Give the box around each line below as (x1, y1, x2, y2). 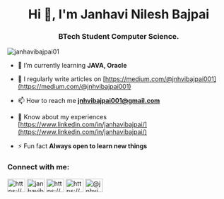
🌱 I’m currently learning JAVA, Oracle (17, 61, 127, 70)
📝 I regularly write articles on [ (17, 75, 106, 83)
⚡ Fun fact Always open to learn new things (17, 142, 148, 150)
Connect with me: (7, 162, 70, 172)
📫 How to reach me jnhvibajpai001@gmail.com (17, 97, 160, 105)
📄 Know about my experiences (17, 113, 107, 121)
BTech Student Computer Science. (58, 32, 179, 42)
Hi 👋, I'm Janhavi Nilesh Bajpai (28, 6, 210, 23)
